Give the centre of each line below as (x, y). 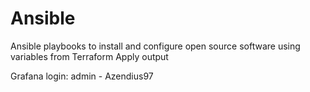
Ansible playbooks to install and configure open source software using (155, 46)
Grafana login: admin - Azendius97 (82, 76)
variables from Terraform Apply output (89, 56)
